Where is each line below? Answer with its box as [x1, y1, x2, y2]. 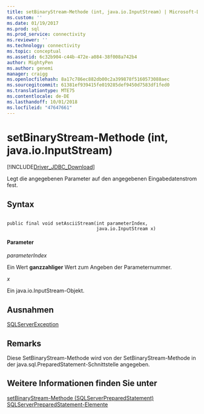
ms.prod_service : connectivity [7, 31, 86, 38]
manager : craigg [7, 71, 48, 77]
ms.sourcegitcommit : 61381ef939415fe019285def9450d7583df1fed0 [7, 82, 170, 88]
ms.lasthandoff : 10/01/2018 [7, 99, 78, 105]
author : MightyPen [7, 59, 53, 65]
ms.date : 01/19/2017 [7, 20, 59, 26]
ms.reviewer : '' [7, 37, 48, 43]
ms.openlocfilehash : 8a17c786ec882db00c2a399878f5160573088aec [7, 76, 170, 82]
